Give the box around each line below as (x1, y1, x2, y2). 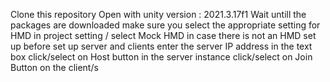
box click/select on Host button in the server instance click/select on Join (10, 51, 313, 63)
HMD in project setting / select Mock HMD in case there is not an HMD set (10, 30, 317, 41)
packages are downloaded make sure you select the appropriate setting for (10, 19, 321, 31)
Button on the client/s (10, 62, 99, 73)
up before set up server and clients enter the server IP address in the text (10, 40, 313, 52)
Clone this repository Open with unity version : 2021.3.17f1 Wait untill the (10, 9, 307, 20)
